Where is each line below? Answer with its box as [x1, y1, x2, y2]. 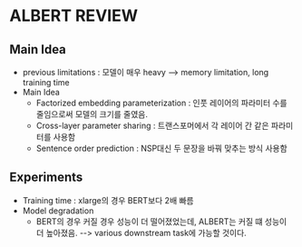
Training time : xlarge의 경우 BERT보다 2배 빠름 [22, 194, 194, 205]
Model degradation [22, 205, 94, 216]
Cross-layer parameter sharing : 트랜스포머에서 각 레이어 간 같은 [35, 120, 269, 131]
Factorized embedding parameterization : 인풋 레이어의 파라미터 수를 [35, 97, 287, 108]
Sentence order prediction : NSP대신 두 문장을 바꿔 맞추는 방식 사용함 [35, 143, 287, 153]
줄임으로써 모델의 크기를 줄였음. [35, 109, 148, 119]
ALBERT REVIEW [9, 5, 139, 26]
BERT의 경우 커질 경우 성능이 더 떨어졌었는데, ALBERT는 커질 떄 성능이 [35, 215, 287, 227]
